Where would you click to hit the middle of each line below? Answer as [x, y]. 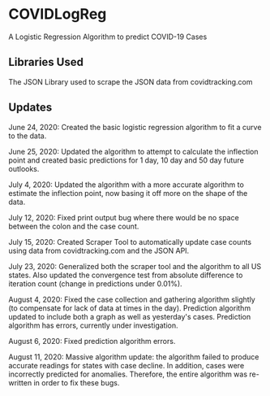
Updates [30, 108]
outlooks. [24, 168]
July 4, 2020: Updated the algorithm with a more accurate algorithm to [126, 185]
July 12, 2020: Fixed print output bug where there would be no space [124, 217]
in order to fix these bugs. [77, 382]
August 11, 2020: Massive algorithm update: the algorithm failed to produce [134, 357]
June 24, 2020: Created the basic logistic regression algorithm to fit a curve [135, 127]
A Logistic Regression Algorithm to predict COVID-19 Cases [108, 37]
